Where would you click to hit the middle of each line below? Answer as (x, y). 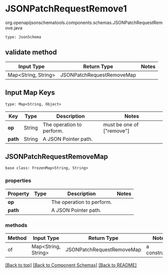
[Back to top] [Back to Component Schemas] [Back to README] (71, 265)
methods (16, 225)
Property (18, 193)
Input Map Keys (30, 93)
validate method (31, 52)
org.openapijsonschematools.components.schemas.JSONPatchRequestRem (84, 22)
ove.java (14, 27)
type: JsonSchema (23, 37)
